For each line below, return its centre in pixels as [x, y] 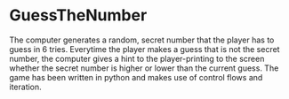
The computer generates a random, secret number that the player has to [142, 40]
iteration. [25, 87]
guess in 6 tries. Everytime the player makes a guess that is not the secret [144, 49]
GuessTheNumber [78, 15]
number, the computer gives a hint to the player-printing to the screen [137, 58]
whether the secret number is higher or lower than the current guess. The [144, 68]
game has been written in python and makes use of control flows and [136, 77]
